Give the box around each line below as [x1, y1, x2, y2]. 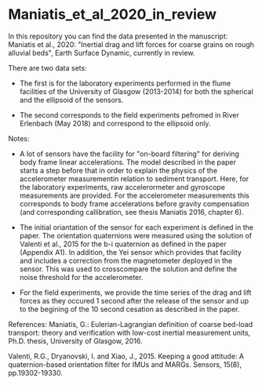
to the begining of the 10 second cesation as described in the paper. [19, 304, 240, 314]
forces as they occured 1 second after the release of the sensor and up [19, 296, 249, 305]
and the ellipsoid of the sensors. [19, 95, 124, 104]
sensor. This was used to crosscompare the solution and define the [19, 264, 238, 274]
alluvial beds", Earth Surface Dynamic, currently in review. [8, 48, 195, 57]
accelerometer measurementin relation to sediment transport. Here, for [19, 174, 249, 183]
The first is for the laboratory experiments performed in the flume [19, 78, 231, 88]
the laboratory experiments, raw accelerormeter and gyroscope [19, 182, 226, 191]
